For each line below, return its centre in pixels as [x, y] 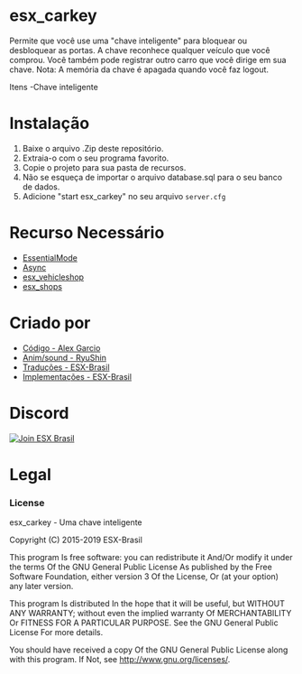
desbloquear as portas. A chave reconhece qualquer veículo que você [140, 50]
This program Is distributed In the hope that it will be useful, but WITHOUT [147, 604]
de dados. [41, 187]
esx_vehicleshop [53, 277]
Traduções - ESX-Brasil [66, 367]
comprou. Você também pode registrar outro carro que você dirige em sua [148, 60]
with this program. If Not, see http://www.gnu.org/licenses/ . [120, 660]
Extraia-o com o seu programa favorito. [96, 158]
